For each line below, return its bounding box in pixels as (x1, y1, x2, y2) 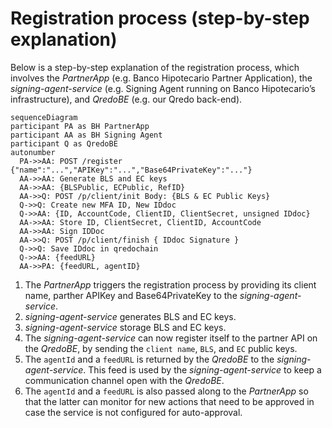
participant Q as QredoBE (10, 138, 118, 149)
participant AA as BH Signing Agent (10, 130, 163, 140)
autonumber (10, 147, 56, 157)
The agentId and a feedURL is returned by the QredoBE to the (24, 353, 275, 365)
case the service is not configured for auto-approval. (24, 406, 243, 418)
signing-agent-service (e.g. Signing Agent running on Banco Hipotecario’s (10, 82, 316, 94)
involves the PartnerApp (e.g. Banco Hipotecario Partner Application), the (10, 72, 313, 84)
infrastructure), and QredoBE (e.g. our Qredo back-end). (10, 93, 243, 105)
